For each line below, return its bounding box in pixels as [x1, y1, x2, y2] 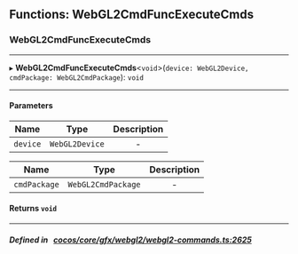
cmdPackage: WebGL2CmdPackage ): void [9, 71, 145, 83]
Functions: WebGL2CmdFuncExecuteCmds [9, 7, 255, 22]
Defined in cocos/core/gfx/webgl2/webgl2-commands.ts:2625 [9, 234, 253, 245]
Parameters [9, 100, 53, 111]
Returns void [9, 203, 58, 214]
